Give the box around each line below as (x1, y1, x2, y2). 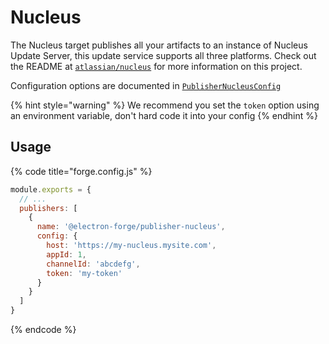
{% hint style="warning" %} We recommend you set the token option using (10, 99, 320, 111)
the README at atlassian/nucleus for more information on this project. (10, 60, 303, 72)
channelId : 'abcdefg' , (46, 259, 141, 269)
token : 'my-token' (46, 268, 123, 278)
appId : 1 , (46, 249, 87, 260)
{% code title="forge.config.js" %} (10, 165, 153, 177)
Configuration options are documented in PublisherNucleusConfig (10, 79, 282, 91)
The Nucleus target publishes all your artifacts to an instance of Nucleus (10, 39, 308, 51)
